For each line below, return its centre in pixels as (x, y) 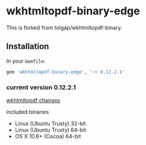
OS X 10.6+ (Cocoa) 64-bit (48, 136)
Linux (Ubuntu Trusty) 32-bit (50, 123)
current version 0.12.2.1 (41, 87)
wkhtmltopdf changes (33, 100)
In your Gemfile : (26, 61)
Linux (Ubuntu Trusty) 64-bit (50, 129)
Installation (28, 46)
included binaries (28, 111)
